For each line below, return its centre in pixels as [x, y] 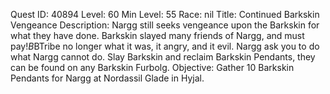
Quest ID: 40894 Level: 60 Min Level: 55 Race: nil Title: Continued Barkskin [165, 14]
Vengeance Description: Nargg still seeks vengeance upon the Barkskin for [165, 25]
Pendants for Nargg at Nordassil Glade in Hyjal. [107, 78]
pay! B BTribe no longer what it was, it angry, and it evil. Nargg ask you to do [165, 46]
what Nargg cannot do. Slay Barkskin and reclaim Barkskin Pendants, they [163, 57]
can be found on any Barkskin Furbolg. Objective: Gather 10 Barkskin [152, 67]
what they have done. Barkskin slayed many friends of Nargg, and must [157, 35]
